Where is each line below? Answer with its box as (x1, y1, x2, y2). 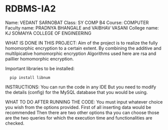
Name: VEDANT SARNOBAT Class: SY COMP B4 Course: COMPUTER (5, 19, 149, 25)
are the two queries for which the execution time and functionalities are (5, 114, 152, 120)
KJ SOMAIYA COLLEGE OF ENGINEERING (5, 30, 92, 36)
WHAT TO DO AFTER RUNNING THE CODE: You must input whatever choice (5, 98, 163, 105)
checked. (5, 120, 25, 126)
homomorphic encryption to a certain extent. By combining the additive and (5, 45, 161, 51)
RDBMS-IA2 (5, 3, 56, 14)
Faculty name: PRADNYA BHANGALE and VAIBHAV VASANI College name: (5, 24, 159, 30)
